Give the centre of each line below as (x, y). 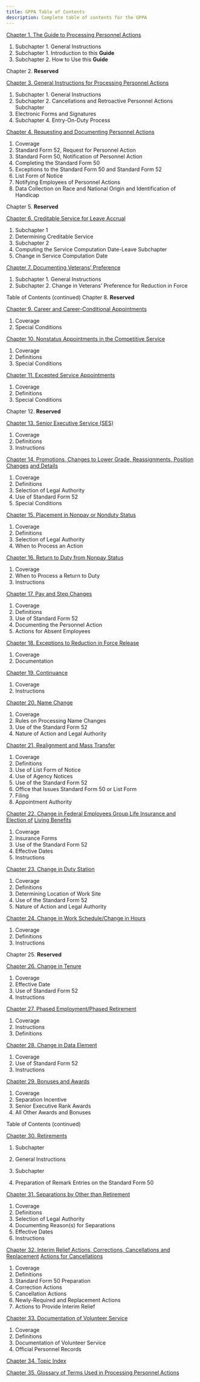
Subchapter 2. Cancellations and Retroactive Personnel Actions (94, 101)
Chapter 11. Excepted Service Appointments (61, 375)
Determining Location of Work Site (58, 893)
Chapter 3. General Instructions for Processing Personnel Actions (88, 83)
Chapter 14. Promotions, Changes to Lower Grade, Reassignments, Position (100, 459)
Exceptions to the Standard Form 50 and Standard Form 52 (88, 169)
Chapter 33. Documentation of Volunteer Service (67, 1318)
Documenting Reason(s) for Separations (65, 1225)
